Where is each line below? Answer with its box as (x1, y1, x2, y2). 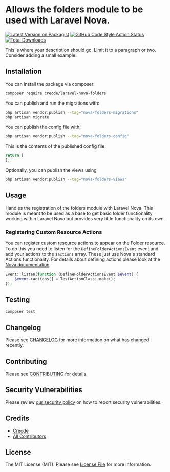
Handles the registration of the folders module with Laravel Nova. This (5, 204, 153, 211)
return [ (5, 153, 24, 158)
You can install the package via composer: (5, 80, 95, 87)
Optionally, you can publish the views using (5, 167, 97, 173)
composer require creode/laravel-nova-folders (5, 91, 107, 96)
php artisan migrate (5, 114, 50, 120)
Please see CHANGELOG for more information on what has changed (5, 337, 150, 343)
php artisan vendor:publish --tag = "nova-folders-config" (5, 134, 130, 139)
